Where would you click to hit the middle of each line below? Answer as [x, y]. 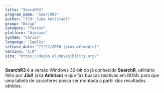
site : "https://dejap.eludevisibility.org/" [52, 56]
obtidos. [14, 86]
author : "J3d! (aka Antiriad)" [38, 19]
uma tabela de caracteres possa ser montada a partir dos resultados [76, 81]
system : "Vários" [23, 38]
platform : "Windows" [27, 33]
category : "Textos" [25, 28]
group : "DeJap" [21, 24]
